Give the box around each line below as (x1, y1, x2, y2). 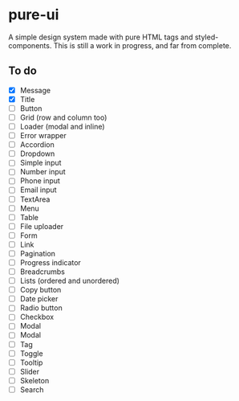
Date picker (19, 294, 59, 304)
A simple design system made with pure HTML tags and (8, 32, 193, 42)
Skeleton (19, 375, 50, 385)
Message (19, 85, 51, 95)
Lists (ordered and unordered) (19, 276, 120, 286)
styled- (194, 32, 219, 42)
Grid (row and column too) (19, 113, 107, 122)
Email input (19, 185, 58, 194)
